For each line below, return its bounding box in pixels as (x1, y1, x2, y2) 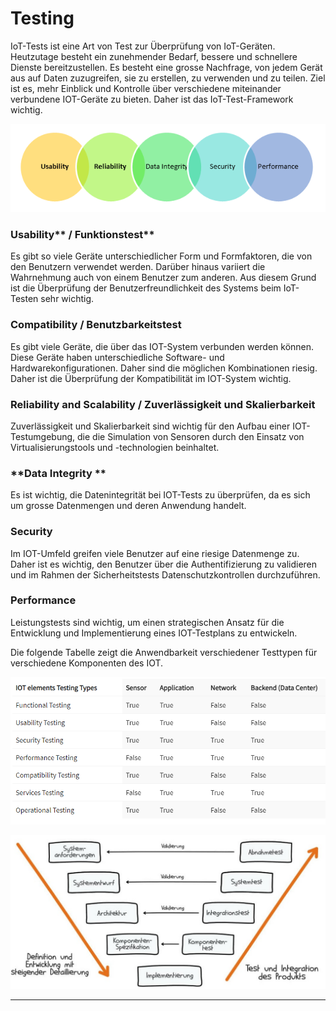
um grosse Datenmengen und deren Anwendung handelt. (10, 500, 247, 512)
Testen (10, 293, 39, 305)
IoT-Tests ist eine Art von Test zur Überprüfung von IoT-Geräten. (10, 40, 276, 52)
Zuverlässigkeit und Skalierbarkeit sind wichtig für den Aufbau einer (10, 420, 291, 432)
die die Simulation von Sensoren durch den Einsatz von (77, 430, 305, 442)
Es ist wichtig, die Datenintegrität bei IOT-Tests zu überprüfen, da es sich (10, 489, 311, 501)
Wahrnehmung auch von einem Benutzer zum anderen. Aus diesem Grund (10, 272, 317, 284)
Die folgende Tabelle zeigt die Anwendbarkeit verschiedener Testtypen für (10, 646, 318, 658)
